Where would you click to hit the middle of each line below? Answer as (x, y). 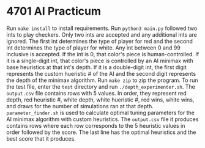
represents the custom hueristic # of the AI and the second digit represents (101, 73)
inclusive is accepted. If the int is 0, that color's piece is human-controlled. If (103, 54)
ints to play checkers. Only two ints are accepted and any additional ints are (102, 34)
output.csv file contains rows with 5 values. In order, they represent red (96, 93)
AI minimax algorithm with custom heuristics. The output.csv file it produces (102, 119)
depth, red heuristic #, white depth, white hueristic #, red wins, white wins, (100, 100)
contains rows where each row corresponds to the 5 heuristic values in (96, 125)
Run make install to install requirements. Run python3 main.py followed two (102, 28)
